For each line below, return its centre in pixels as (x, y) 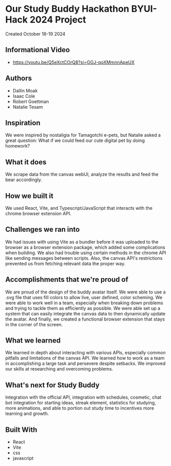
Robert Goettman (31, 101)
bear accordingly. (24, 180)
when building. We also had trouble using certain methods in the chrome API (86, 253)
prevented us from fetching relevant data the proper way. (66, 263)
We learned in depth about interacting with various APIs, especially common (86, 353)
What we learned (33, 341)
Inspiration (23, 123)
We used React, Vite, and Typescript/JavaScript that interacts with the (79, 208)
